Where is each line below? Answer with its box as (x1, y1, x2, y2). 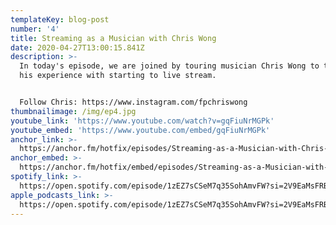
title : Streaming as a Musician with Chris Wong (10, 33, 217, 43)
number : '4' (10, 24, 60, 34)
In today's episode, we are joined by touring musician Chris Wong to (19, 61, 320, 71)
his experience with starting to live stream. (19, 71, 217, 81)
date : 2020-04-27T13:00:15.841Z (10, 42, 145, 53)
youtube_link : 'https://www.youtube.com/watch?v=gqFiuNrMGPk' (10, 116, 275, 126)
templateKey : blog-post (10, 14, 110, 25)
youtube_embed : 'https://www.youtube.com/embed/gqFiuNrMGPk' (10, 125, 271, 135)
